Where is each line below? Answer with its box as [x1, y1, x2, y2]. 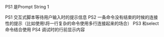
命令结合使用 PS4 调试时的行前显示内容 [5, 27, 85, 33]
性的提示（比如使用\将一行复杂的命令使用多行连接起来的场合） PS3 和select [5, 21, 159, 26]
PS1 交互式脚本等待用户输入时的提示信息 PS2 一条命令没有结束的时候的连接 [5, 14, 158, 20]
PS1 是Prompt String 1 [5, 4, 49, 9]
